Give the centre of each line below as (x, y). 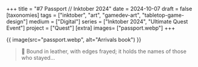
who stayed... (38, 58)
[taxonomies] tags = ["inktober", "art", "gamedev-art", (73, 15)
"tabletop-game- (163, 15)
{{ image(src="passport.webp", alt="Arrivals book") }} (74, 40)
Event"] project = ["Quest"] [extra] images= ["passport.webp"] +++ (91, 28)
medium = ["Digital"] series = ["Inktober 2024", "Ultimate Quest (108, 21)
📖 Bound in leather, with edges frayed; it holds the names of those (104, 51)
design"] (17, 21)
